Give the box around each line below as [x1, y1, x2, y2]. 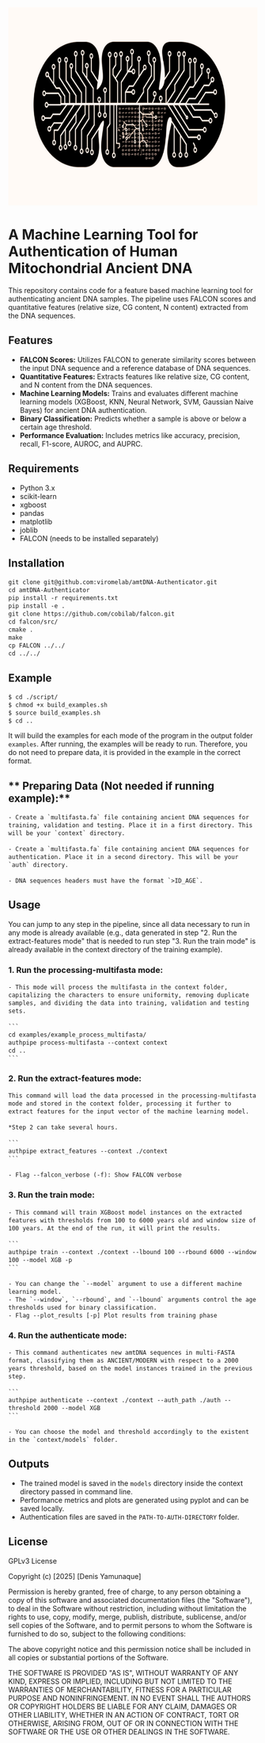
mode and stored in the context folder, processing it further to [8, 1100, 232, 1108]
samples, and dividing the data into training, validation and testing [8, 999, 249, 1008]
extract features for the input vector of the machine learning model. [8, 1108, 249, 1116]
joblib [19, 525, 38, 535]
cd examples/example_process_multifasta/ [8, 1031, 147, 1039]
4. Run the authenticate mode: [8, 1329, 127, 1341]
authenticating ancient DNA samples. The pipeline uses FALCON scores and [8, 294, 256, 303]
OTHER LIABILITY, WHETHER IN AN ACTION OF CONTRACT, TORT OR [8, 1710, 239, 1719]
